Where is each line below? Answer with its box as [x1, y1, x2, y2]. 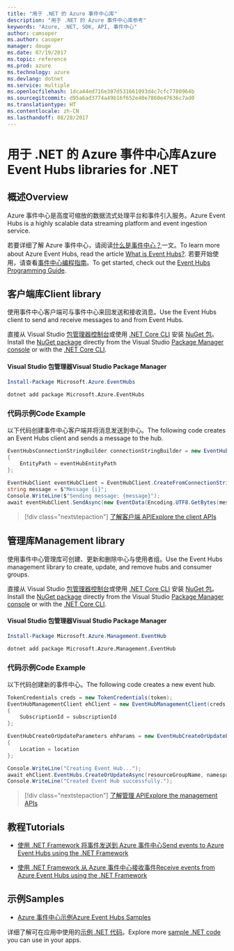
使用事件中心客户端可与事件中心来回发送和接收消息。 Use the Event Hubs [7, 308, 217, 317]
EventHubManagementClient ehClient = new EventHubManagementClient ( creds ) [7, 700, 229, 708]
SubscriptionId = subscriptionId [19, 713, 117, 720]
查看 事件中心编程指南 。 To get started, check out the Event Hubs [25, 258, 210, 266]
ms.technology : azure [7, 68, 70, 75]
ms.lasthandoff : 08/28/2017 [7, 114, 89, 121]
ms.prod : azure [7, 62, 52, 69]
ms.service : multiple [7, 82, 70, 89]
